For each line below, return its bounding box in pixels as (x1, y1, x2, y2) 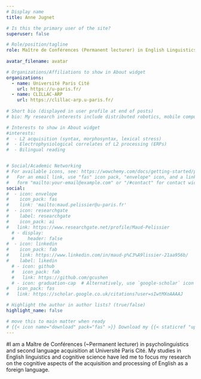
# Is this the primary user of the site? (6, 25, 111, 31)
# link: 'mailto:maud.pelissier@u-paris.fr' (6, 202, 127, 208)
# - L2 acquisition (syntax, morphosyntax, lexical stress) (6, 136, 162, 142)
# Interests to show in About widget (6, 124, 100, 131)
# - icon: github (11, 263, 55, 269)
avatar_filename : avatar (6, 58, 68, 64)
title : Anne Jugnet (6, 14, 55, 20)
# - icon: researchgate (6, 207, 68, 213)
